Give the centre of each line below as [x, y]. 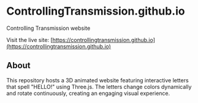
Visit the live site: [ [30, 40]
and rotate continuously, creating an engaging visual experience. [88, 93]
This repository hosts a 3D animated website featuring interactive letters [97, 80]
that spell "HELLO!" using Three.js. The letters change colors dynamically [99, 87]
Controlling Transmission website [48, 28]
